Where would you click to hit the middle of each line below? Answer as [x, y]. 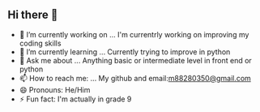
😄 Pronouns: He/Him [55, 89]
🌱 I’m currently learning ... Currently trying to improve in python [125, 52]
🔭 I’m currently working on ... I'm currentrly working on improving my [134, 34]
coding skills [40, 43]
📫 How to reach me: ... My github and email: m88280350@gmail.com [135, 78]
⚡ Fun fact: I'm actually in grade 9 [75, 99]
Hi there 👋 [33, 15]
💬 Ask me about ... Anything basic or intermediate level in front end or [135, 60]
